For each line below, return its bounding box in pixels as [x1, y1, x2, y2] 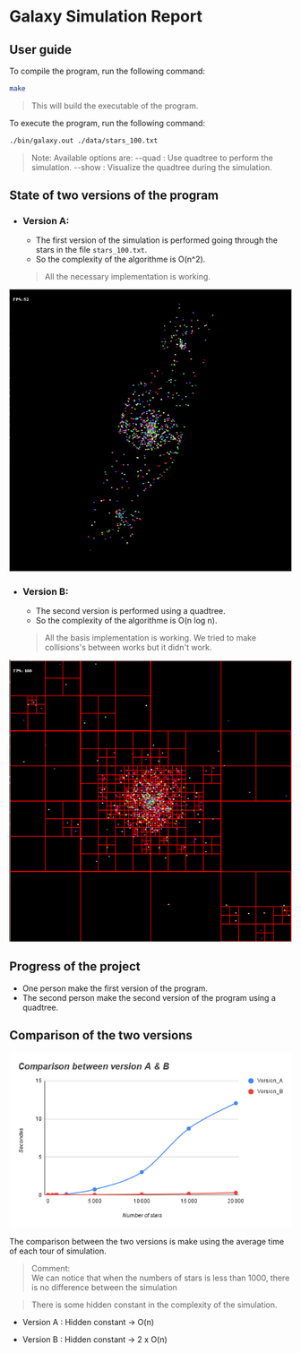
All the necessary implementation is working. [44, 271, 211, 282]
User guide [9, 42, 72, 57]
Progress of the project [9, 959, 141, 974]
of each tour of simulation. [9, 1245, 107, 1256]
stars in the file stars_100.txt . [35, 245, 148, 255]
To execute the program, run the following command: [9, 117, 206, 128]
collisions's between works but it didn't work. [44, 642, 212, 653]
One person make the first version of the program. [21, 983, 209, 994]
